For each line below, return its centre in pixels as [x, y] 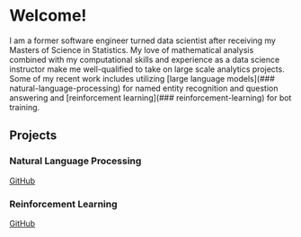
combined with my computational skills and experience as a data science [145, 59]
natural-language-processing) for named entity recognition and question [144, 88]
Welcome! [48, 16]
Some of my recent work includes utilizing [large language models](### [142, 78]
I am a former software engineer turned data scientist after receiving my [143, 40]
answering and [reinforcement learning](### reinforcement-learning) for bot [150, 97]
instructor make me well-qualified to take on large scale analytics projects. [147, 69]
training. [25, 107]
